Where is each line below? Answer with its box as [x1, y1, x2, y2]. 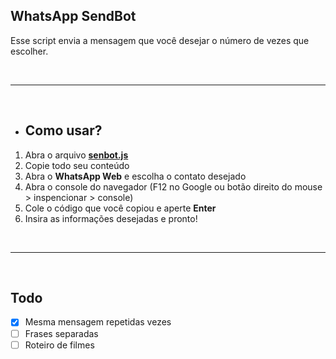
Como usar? [24, 122, 103, 139]
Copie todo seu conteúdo [24, 159, 130, 171]
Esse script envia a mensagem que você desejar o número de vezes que [10, 34, 310, 46]
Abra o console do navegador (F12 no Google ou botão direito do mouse [24, 180, 323, 193]
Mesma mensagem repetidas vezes [24, 316, 172, 328]
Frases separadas [24, 327, 99, 339]
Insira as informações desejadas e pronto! [24, 212, 198, 224]
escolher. [10, 45, 49, 57]
